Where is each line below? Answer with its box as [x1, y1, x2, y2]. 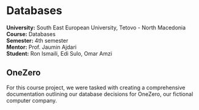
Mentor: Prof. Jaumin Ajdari [6, 43, 77, 51]
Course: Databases [6, 30, 56, 37]
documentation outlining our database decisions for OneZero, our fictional [6, 90, 193, 98]
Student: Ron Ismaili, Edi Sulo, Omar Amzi [6, 50, 112, 57]
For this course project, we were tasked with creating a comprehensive [6, 84, 186, 91]
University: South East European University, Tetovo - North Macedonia [6, 24, 186, 31]
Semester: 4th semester [6, 37, 69, 44]
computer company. [6, 97, 57, 104]
